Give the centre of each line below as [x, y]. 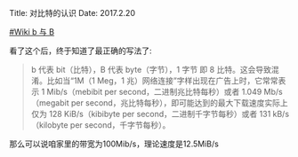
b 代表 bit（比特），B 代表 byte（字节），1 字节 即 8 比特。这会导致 [151, 70]
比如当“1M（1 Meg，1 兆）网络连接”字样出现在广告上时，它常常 [162, 81]
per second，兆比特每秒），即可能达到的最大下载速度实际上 [179, 103]
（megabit [50, 103]
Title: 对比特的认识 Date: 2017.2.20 [72, 13]
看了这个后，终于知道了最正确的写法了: [81, 51]
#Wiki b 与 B [32, 32]
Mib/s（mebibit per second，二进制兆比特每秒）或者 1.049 [154, 92]
